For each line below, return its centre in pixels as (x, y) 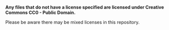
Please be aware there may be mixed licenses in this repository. (72, 22)
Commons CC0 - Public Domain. (40, 12)
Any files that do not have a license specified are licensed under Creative (85, 7)
